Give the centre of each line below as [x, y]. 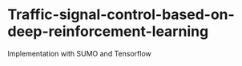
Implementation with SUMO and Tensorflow [79, 53]
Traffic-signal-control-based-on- [121, 15]
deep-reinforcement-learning [108, 31]
